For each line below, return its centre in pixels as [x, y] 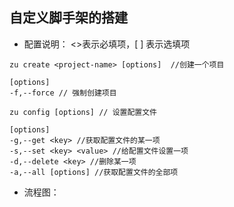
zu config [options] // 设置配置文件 [83, 112]
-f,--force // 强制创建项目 [63, 93]
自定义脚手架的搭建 [68, 18]
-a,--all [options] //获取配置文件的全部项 [94, 172]
